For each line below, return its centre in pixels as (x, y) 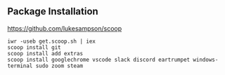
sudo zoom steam (59, 66)
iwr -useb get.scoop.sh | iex (52, 41)
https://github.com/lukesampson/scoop (65, 28)
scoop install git (34, 47)
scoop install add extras (45, 53)
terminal (20, 66)
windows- (206, 60)
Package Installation (53, 12)
